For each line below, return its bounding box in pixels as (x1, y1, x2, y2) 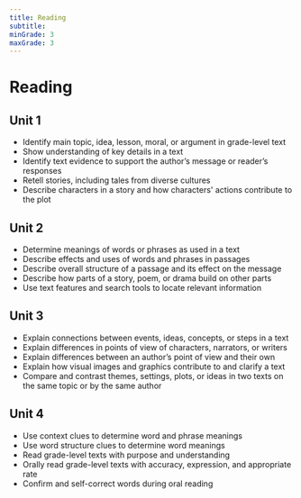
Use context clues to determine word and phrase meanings (22, 430, 243, 441)
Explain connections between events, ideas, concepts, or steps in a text (22, 332, 289, 343)
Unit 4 (9, 406, 45, 421)
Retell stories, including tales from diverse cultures (22, 175, 211, 186)
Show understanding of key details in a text (22, 146, 184, 158)
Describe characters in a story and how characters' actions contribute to (22, 185, 293, 195)
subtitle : (9, 22, 47, 31)
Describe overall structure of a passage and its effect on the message (22, 263, 282, 275)
